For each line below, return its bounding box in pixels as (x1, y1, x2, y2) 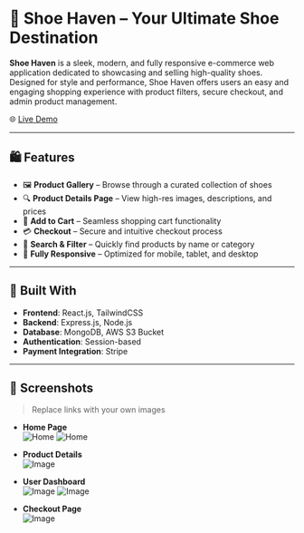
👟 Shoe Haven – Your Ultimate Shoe (9, 8, 280, 29)
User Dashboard (22, 476, 86, 488)
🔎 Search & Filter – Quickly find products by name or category (22, 238, 255, 249)
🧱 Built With (9, 283, 77, 298)
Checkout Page (22, 503, 82, 515)
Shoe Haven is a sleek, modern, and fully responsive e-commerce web (9, 57, 274, 68)
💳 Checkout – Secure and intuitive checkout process (22, 226, 223, 237)
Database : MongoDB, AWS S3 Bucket (22, 326, 165, 337)
